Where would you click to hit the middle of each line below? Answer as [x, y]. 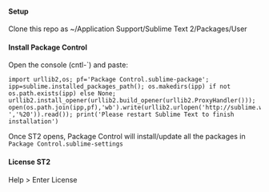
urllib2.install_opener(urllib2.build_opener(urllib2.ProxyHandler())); [132, 101]
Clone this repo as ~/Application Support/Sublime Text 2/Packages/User [128, 29]
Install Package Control [48, 47]
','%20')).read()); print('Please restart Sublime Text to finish [121, 115]
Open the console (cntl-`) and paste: [68, 65]
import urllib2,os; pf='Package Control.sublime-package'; [109, 80]
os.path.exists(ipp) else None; [62, 94]
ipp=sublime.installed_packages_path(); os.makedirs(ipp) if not [119, 87]
